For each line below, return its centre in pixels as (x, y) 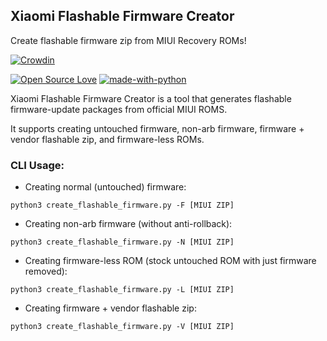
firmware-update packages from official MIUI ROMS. (119, 109)
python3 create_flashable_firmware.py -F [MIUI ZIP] (122, 205)
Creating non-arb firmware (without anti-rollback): (128, 224)
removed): (46, 271)
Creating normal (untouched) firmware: (105, 187)
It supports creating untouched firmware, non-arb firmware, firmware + (157, 128)
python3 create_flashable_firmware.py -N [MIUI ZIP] (122, 242)
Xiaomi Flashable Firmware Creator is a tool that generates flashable (151, 98)
